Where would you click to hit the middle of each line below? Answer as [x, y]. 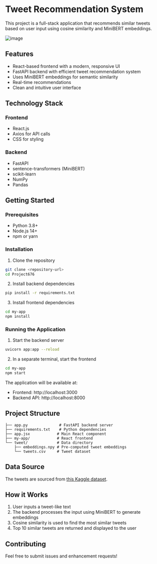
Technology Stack [34, 103]
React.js [21, 129]
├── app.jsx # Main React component [56, 434]
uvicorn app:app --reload [32, 350]
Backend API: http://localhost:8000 [49, 398]
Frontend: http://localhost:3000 [45, 393]
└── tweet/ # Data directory [49, 443]
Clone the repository [34, 260]
